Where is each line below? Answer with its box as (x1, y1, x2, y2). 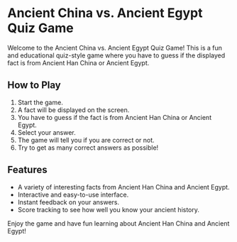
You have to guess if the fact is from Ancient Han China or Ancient (17, 113, 211, 121)
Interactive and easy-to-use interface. (17, 190, 129, 199)
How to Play (7, 79, 62, 92)
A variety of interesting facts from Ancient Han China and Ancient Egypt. (17, 182, 230, 191)
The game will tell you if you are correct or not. (17, 136, 155, 144)
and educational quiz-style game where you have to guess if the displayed (7, 51, 226, 60)
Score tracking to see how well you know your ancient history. (17, 205, 200, 214)
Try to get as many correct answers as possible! (17, 143, 159, 152)
